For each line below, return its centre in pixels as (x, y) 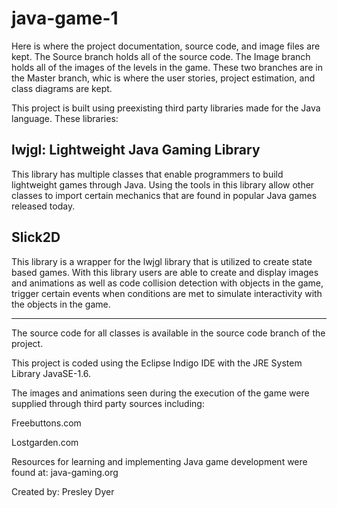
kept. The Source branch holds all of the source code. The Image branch (161, 56)
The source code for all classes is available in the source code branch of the (168, 333)
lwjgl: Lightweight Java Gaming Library (136, 150)
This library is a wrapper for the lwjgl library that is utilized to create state (162, 261)
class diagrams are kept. (62, 88)
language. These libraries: (65, 118)
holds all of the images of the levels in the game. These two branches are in (167, 67)
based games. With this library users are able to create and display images (165, 272)
